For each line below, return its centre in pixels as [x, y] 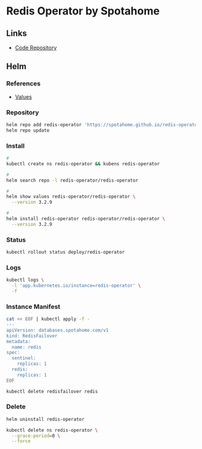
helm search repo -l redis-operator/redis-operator [72, 180]
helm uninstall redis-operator [45, 419]
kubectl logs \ [25, 280]
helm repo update [28, 130]
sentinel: [24, 358]
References [23, 84]
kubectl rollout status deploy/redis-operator [66, 252]
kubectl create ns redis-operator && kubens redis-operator [83, 163]
